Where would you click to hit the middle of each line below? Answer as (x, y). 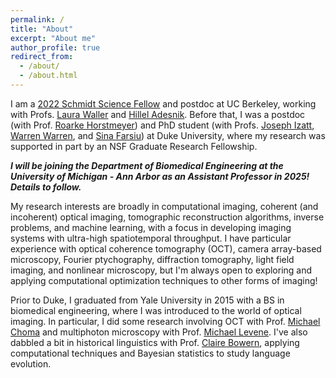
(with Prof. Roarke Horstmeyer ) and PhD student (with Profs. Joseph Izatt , (162, 125)
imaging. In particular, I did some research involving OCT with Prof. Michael (165, 321)
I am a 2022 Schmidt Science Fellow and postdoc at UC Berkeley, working (163, 103)
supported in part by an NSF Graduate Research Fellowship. (134, 146)
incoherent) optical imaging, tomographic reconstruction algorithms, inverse (167, 217)
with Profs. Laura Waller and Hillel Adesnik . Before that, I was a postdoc (158, 114)
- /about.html (48, 76)
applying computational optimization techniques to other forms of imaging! (164, 280)
